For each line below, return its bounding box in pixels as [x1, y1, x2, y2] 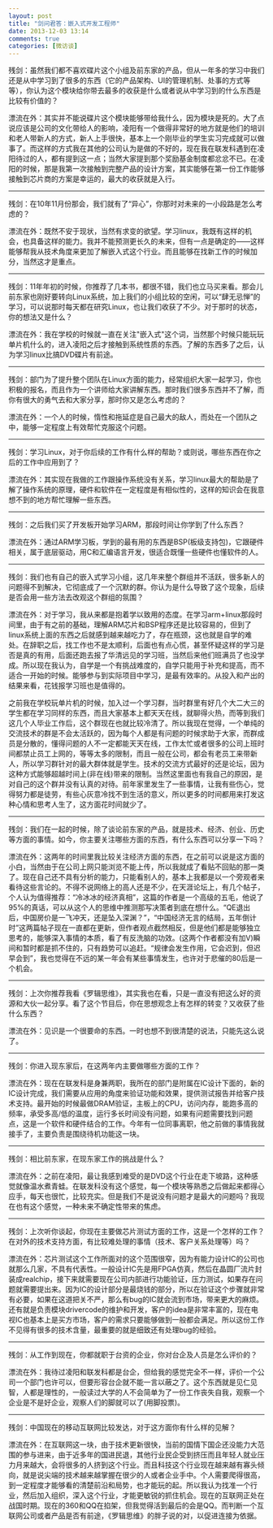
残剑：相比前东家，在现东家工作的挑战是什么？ [8, 1154, 165, 1164]
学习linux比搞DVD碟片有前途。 [15, 350, 118, 360]
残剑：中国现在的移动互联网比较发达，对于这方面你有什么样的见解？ [8, 1422, 236, 1432]
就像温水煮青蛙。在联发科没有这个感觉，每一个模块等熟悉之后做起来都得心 [15, 1181, 265, 1191]
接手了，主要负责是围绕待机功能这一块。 [8, 1129, 144, 1139]
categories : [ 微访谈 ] [8, 42, 78, 50]
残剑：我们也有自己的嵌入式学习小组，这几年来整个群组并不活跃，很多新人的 [8, 572, 265, 582]
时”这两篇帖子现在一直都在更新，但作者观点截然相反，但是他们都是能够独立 [8, 923, 262, 933]
